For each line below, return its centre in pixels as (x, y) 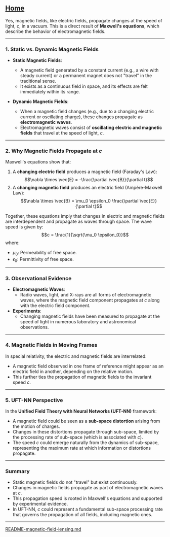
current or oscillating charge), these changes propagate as (81, 117)
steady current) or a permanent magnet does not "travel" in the (86, 76)
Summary (18, 471)
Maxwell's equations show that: (38, 162)
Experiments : (27, 311)
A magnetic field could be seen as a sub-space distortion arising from (86, 421)
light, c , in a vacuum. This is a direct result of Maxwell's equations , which (82, 26)
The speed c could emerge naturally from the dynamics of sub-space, (86, 442)
